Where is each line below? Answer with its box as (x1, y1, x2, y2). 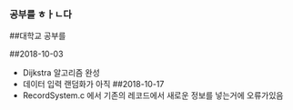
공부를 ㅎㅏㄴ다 (9, 7, 73, 20)
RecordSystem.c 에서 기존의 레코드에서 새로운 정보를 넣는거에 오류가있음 (22, 90, 284, 101)
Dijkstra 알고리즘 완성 (22, 67, 100, 78)
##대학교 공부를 (9, 30, 66, 42)
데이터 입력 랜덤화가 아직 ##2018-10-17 (22, 79, 165, 90)
